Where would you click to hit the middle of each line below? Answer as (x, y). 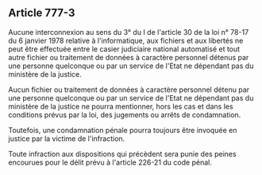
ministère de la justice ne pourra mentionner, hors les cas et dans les (121, 106)
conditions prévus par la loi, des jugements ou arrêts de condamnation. (125, 115)
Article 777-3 (42, 13)
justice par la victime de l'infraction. (67, 139)
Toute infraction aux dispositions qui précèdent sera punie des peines (122, 154)
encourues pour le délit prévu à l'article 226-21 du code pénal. (110, 162)
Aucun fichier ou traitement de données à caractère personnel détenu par (129, 89)
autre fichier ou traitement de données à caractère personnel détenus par (129, 57)
